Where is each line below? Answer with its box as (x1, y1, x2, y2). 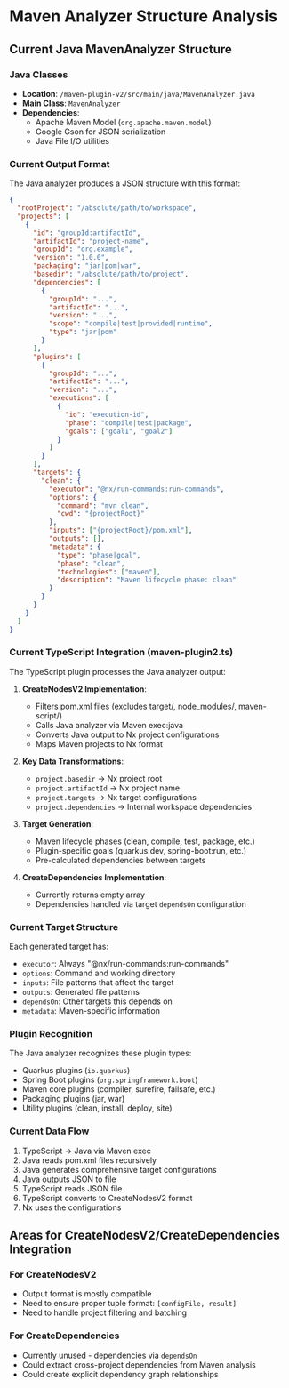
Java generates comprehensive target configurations (21, 1164, 217, 1175)
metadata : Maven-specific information (21, 1006, 160, 1016)
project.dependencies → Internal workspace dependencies (35, 801, 253, 812)
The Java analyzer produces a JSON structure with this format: (9, 178, 241, 189)
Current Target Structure (9, 920, 118, 933)
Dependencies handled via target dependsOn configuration (35, 898, 246, 909)
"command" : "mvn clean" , (56, 501, 149, 510)
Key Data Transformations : (21, 756, 124, 766)
